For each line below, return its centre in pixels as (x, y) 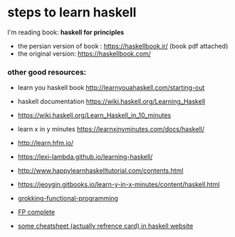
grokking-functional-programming (68, 198)
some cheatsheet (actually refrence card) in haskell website (105, 226)
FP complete (36, 212)
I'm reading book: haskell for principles (66, 32)
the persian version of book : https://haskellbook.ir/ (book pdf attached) (123, 46)
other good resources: (47, 72)
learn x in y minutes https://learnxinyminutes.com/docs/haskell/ (111, 129)
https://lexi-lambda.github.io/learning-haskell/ (85, 157)
